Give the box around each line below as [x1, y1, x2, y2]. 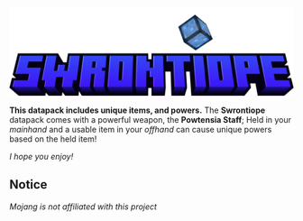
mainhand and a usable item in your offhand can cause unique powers [9, 124, 272, 134]
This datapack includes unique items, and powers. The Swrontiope [9, 105, 266, 115]
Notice [9, 177, 48, 192]
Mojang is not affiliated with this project [9, 201, 158, 212]
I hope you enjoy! [9, 152, 74, 161]
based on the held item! [9, 134, 97, 144]
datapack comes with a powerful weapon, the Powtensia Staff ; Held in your [9, 115, 291, 124]
